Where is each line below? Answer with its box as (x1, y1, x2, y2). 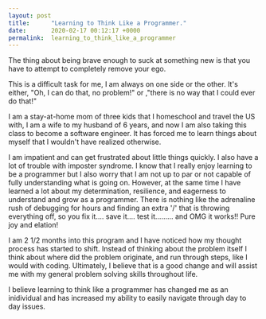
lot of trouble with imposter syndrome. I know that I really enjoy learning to (8, 161, 252, 171)
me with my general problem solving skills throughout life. (8, 270, 198, 279)
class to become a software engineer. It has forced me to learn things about (8, 129, 257, 138)
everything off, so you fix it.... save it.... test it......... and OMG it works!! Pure (8, 212, 256, 221)
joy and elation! (8, 220, 59, 230)
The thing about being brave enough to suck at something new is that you (8, 56, 251, 65)
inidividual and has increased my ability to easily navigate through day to (8, 294, 247, 303)
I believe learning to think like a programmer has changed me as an (8, 285, 229, 294)
